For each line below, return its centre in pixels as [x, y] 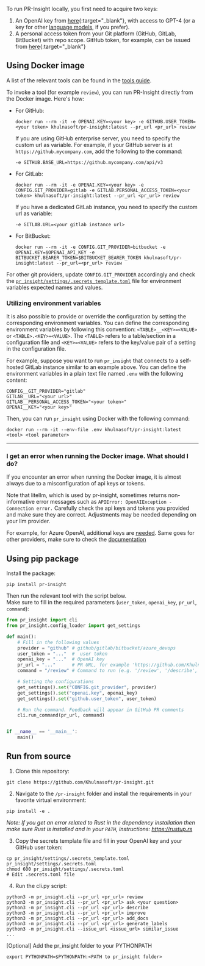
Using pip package [43, 558]
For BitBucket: [33, 236]
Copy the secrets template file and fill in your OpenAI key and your [99, 840]
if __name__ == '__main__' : [42, 732]
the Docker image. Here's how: [45, 98]
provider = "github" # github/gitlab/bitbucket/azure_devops [96, 648]
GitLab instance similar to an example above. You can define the [106, 367]
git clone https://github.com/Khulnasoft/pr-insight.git [80, 782]
